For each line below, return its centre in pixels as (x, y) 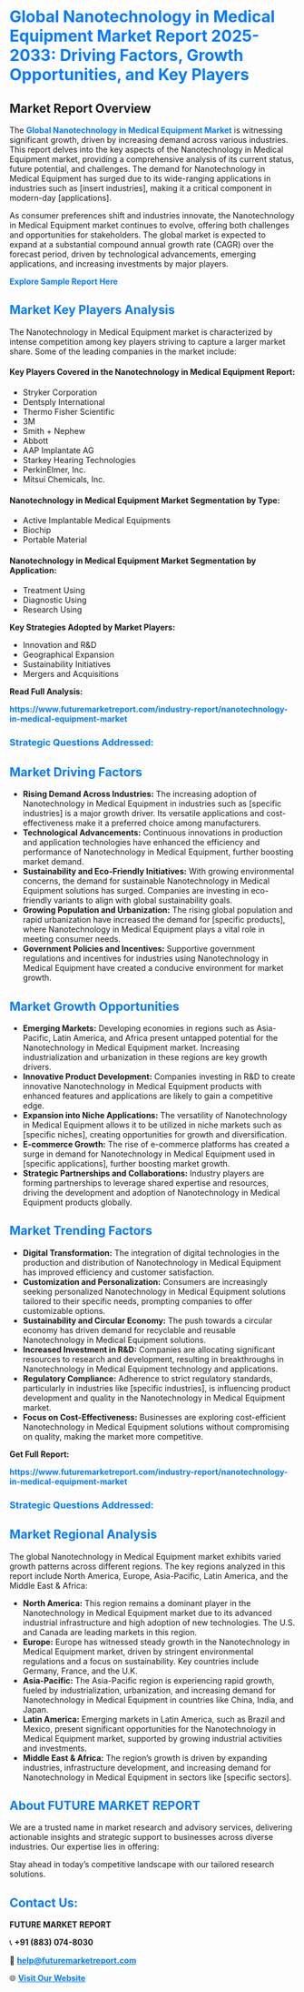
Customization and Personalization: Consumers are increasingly (145, 1281)
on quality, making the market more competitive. (113, 1436)
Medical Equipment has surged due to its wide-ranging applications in (140, 178)
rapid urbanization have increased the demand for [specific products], (154, 920)
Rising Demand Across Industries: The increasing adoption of (139, 794)
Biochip (37, 531)
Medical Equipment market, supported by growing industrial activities (152, 1738)
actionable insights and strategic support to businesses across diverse (142, 1837)
